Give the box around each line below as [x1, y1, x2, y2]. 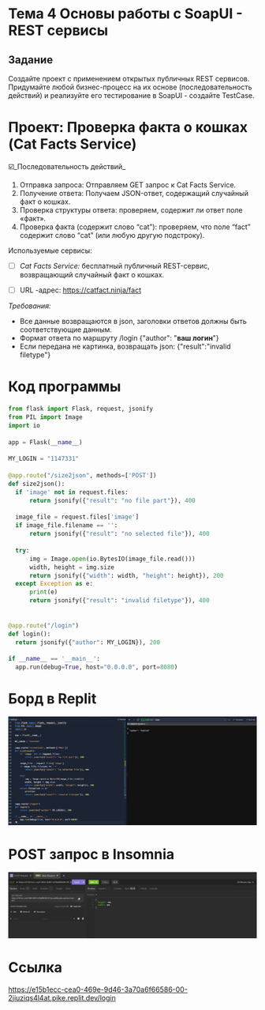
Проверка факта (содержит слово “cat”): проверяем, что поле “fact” [19, 222, 251, 232]
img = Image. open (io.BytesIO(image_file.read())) [28, 555, 196, 563]
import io [8, 421, 41, 429]
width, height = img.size [28, 563, 114, 571]
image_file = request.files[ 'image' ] [15, 513, 140, 522]
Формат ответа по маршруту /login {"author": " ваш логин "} [19, 334, 219, 343]
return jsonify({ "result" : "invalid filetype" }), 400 [28, 597, 211, 605]
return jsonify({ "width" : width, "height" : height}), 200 [28, 571, 224, 579]
